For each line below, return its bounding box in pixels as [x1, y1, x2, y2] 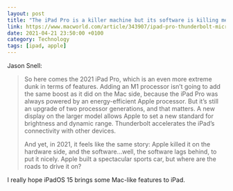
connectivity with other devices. [24, 126, 116, 135]
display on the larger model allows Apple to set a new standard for [24, 112, 214, 120]
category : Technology [7, 36, 70, 43]
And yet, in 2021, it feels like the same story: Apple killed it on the [24, 140, 211, 148]
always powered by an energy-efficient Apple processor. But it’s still [24, 97, 218, 105]
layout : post [7, 10, 45, 17]
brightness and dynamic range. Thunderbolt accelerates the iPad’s [24, 119, 215, 127]
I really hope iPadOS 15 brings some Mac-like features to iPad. [7, 176, 186, 184]
